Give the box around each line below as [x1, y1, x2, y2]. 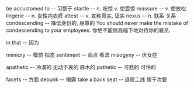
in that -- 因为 [6, 39, 39, 46]
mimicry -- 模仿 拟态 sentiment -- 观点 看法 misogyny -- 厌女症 [6, 52, 158, 58]
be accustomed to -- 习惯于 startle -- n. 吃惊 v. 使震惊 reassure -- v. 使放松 [6, 5, 186, 12]
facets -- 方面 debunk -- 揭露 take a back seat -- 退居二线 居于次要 [6, 76, 168, 83]
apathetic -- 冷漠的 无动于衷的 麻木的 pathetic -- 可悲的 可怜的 [6, 64, 157, 71]
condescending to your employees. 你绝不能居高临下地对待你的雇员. [6, 27, 171, 34]
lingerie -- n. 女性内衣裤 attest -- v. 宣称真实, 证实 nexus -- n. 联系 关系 [6, 12, 176, 19]
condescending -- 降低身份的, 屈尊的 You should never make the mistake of [6, 20, 189, 26]
